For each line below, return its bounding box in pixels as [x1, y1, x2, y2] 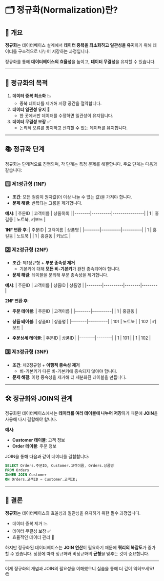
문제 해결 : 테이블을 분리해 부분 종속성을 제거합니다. [12, 272, 109, 278]
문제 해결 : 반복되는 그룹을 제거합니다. [12, 200, 83, 206]
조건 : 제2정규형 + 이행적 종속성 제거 [12, 362, 80, 368]
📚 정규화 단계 [5, 145, 45, 154]
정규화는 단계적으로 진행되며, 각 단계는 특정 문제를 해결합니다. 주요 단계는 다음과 [5, 161, 158, 167]
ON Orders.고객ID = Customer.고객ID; [5, 477, 78, 482]
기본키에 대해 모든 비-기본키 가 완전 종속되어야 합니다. [19, 266, 121, 272]
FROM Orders [5, 468, 29, 473]
